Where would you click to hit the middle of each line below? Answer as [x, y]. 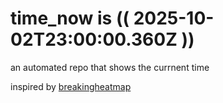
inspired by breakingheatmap [71, 86]
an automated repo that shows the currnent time [110, 67]
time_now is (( [70, 18]
